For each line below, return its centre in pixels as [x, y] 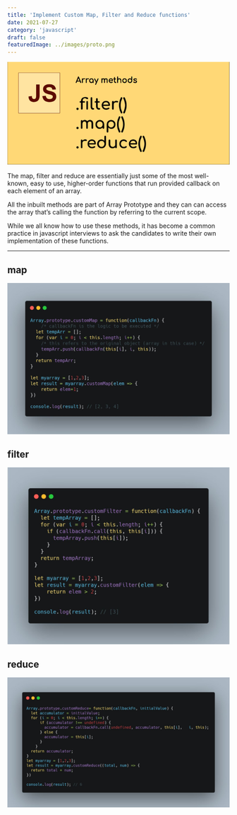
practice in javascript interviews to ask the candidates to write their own [112, 233]
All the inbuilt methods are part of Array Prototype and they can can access [117, 204]
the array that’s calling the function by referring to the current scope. [107, 212]
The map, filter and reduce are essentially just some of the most [100, 176]
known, [18, 183]
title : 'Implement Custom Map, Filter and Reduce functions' [99, 15]
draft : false [26, 37]
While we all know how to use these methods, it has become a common [111, 226]
